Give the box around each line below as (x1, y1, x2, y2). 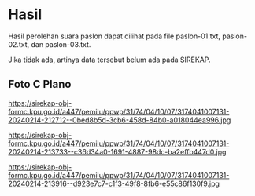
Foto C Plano (8, 78, 72, 91)
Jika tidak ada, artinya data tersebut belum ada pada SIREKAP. (8, 55, 211, 64)
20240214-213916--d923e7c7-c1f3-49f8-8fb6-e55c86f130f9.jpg (8, 179, 220, 188)
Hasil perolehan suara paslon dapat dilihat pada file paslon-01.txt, (8, 31, 221, 41)
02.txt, (8, 39, 30, 49)
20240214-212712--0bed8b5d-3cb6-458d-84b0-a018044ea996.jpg (8, 115, 231, 125)
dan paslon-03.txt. (31, 39, 91, 49)
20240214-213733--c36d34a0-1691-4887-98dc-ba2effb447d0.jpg (8, 147, 227, 156)
